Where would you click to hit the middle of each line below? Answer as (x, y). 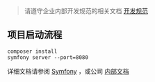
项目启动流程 (35, 35)
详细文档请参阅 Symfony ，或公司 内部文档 (68, 71)
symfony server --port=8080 (48, 57)
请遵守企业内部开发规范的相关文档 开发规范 (86, 11)
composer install (32, 51)
